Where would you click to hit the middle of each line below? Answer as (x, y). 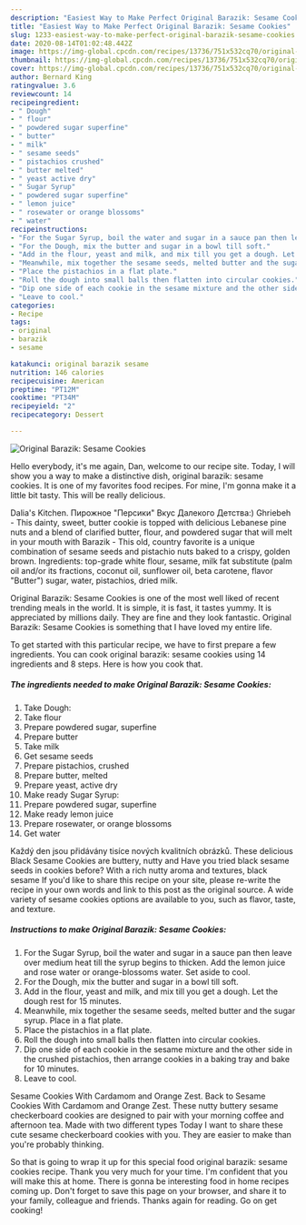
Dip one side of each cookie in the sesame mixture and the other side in (158, 1049)
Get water (42, 833)
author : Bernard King (51, 77)
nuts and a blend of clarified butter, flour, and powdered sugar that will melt (152, 532)
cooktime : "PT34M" (45, 398)
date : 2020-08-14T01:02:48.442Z (71, 43)
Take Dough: (47, 708)
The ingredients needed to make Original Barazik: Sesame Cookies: (141, 685)
